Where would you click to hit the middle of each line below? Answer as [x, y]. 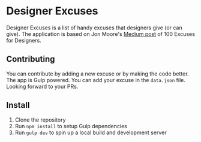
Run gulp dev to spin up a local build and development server [91, 132]
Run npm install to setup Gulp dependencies [71, 126]
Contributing [31, 59]
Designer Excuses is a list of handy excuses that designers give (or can [94, 28]
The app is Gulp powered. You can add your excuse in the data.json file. [96, 80]
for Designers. [24, 40]
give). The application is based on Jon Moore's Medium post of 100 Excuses [100, 34]
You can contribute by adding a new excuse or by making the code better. [97, 74]
